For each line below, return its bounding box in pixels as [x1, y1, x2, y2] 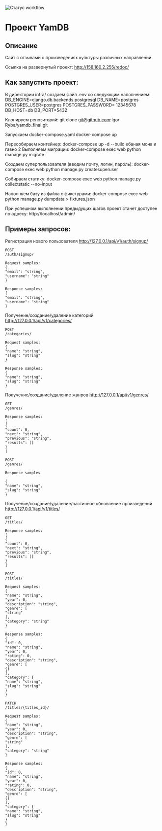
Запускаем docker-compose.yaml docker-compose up [5, 131, 117, 138]
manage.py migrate [5, 151, 45, 157]
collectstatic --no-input [5, 181, 53, 187]
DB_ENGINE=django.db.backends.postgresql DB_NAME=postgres [5, 97, 139, 103]
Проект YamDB [5, 22, 69, 33]
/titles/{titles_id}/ [5, 705, 50, 710]
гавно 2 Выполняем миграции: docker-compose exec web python [5, 146, 141, 152]
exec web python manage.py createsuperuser [25, 166, 118, 172]
